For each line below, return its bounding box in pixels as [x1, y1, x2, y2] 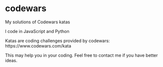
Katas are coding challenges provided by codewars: [5, 37, 110, 44]
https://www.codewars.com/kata [5, 43, 71, 49]
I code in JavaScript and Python [5, 28, 70, 34]
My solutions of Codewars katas [5, 19, 70, 25]
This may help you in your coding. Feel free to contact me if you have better [5, 52, 158, 58]
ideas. [5, 57, 18, 63]
